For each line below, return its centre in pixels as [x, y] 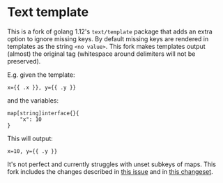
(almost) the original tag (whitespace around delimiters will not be [101, 54]
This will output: [30, 138]
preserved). [24, 61]
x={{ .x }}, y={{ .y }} [42, 87]
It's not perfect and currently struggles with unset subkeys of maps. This [111, 164]
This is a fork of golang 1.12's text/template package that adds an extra [110, 31]
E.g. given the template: [41, 75]
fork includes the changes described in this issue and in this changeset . [110, 171]
